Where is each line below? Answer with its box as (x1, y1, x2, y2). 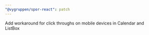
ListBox (5, 25, 20, 31)
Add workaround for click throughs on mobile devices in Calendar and (5, 20, 145, 26)
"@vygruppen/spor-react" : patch (5, 7, 70, 12)
